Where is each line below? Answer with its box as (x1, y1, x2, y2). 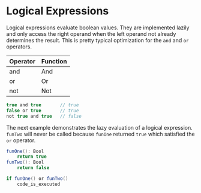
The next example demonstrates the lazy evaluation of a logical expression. (6, 124, 193, 131)
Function (41, 57, 67, 65)
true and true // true (6, 102, 79, 108)
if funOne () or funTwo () (6, 176, 68, 182)
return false (17, 165, 50, 171)
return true (17, 154, 47, 160)
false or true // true (6, 108, 79, 114)
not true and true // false (6, 113, 82, 119)
